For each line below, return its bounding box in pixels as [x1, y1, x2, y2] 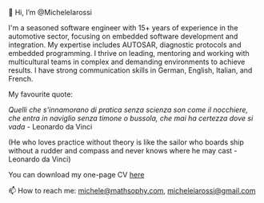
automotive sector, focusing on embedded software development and [8, 32, 238, 41]
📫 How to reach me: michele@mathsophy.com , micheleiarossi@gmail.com [8, 186, 256, 195]
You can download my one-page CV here [8, 170, 145, 179]
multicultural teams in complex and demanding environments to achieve [8, 57, 246, 66]
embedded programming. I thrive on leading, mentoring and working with [8, 49, 250, 58]
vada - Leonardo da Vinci [8, 122, 93, 131]
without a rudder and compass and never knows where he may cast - [8, 146, 238, 155]
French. [8, 74, 34, 83]
